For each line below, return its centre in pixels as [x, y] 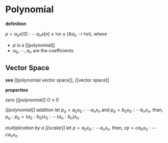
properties [17, 90]
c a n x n [11, 135]
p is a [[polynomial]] [34, 45]
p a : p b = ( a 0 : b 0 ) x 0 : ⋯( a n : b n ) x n [42, 117]
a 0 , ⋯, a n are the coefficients [43, 51]
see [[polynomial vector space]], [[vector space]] [57, 80]
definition [16, 24]
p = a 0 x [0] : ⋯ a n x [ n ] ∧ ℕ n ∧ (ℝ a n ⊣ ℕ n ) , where [56, 34]
